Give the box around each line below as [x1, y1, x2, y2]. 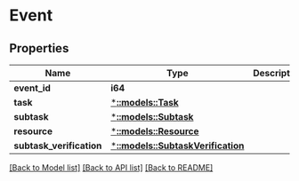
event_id [13, 82, 52, 94]
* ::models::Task [110, 97, 180, 108]
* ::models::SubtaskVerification [110, 139, 245, 152]
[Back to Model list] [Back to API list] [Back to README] [9, 162, 214, 173]
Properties [9, 41, 69, 56]
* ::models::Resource [110, 125, 199, 138]
